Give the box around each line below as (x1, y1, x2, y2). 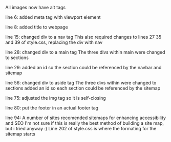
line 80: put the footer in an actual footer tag (5, 105, 99, 111)
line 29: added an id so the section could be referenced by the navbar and (5, 65, 162, 70)
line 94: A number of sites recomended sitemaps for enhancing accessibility (5, 115, 166, 121)
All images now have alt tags (5, 5, 66, 10)
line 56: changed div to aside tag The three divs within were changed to (5, 80, 157, 86)
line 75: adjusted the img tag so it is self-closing (5, 95, 106, 101)
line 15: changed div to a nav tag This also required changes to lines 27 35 (5, 34, 162, 40)
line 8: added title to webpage (5, 24, 68, 30)
